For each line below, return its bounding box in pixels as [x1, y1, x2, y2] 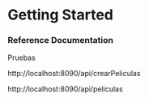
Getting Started [7, 6, 114, 24]
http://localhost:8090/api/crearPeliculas [7, 69, 141, 79]
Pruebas [7, 53, 36, 62]
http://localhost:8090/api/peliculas [7, 84, 123, 94]
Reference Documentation [7, 35, 114, 46]
